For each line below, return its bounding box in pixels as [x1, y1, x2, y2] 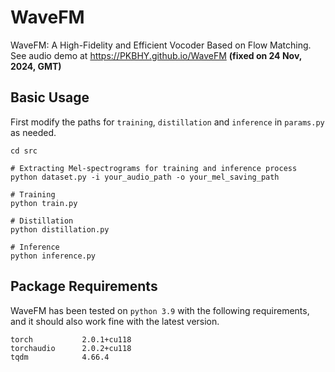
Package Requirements [10, 278, 158, 295]
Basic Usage [10, 89, 90, 106]
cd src [10, 146, 38, 156]
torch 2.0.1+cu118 [10, 334, 132, 345]
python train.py [10, 198, 78, 208]
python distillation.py [10, 224, 110, 235]
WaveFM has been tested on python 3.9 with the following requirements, [10, 304, 310, 316]
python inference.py [10, 251, 97, 261]
